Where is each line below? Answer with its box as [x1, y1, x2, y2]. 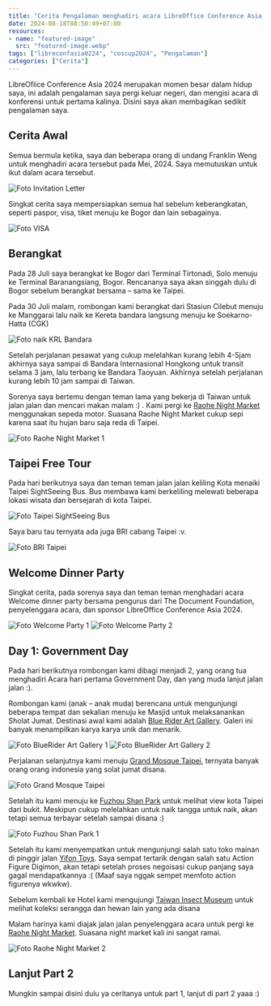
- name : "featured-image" [8, 34, 95, 43]
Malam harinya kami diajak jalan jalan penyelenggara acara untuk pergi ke [8, 918, 255, 929]
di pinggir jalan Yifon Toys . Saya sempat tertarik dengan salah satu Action [8, 853, 254, 862]
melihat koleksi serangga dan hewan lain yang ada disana [8, 903, 201, 913]
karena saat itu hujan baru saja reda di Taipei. [8, 417, 160, 427]
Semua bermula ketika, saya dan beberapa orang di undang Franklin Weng [8, 150, 257, 160]
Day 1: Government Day [8, 644, 129, 658]
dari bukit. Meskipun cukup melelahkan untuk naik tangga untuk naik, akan [8, 804, 257, 814]
